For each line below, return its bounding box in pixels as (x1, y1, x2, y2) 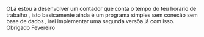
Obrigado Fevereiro (6, 24, 55, 31)
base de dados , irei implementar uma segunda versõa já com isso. (6, 18, 175, 24)
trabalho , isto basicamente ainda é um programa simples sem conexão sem (6, 11, 199, 18)
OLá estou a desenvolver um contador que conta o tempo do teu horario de (6, 5, 197, 12)
